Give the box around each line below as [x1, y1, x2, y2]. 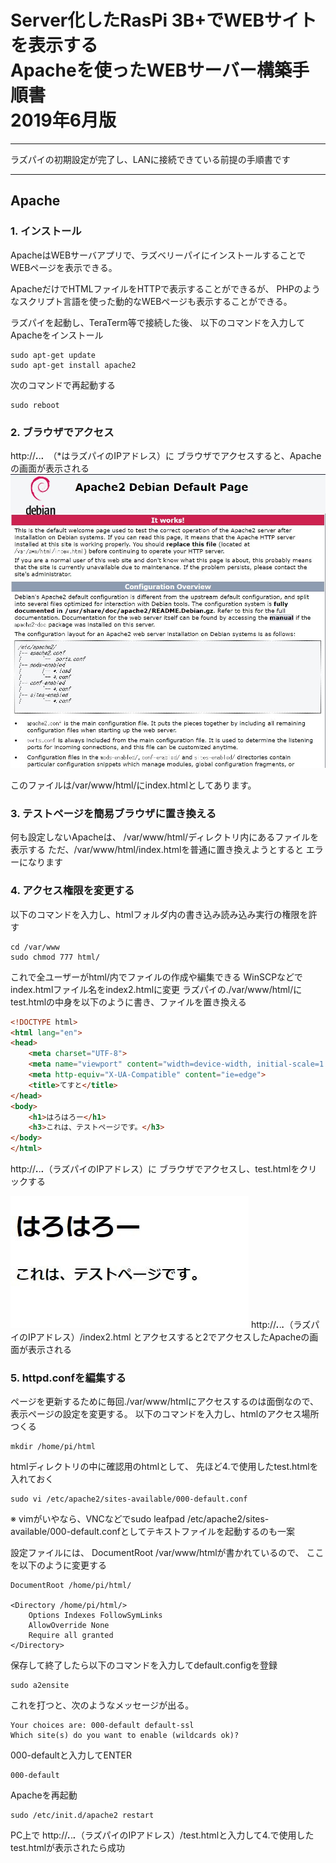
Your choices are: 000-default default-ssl [10, 1721, 195, 1731]
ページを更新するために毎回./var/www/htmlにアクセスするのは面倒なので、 [10, 1396, 319, 1408]
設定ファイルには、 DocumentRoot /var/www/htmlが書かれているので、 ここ [10, 1547, 325, 1559]
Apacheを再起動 [10, 1789, 78, 1801]
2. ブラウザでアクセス [10, 425, 115, 439]
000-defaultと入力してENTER [10, 1749, 132, 1761]
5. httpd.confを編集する [10, 1371, 127, 1385]
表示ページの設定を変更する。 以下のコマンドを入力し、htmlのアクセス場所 [10, 1408, 320, 1420]
